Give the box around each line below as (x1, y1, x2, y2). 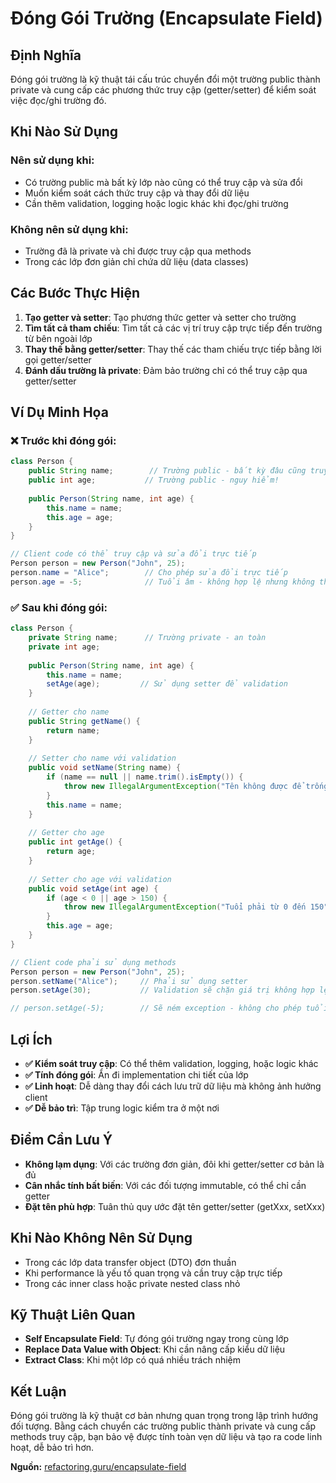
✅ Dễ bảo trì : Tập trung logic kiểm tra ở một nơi (24, 1102, 220, 1114)
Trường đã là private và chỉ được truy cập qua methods (24, 245, 252, 257)
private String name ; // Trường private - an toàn (28, 633, 267, 643)
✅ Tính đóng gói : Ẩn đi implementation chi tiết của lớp (24, 1068, 249, 1081)
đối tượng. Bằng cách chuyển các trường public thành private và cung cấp (10, 1420, 317, 1432)
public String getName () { (28, 716, 141, 726)
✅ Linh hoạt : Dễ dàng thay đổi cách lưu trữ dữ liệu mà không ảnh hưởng (24, 1080, 322, 1092)
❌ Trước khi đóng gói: (10, 434, 117, 448)
